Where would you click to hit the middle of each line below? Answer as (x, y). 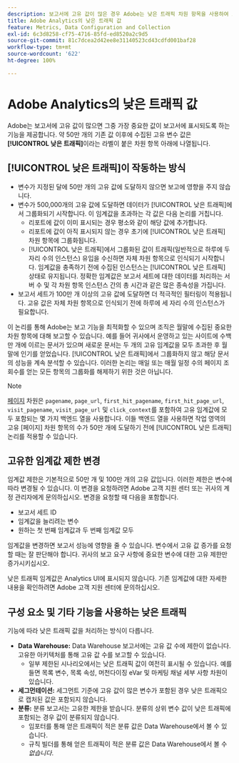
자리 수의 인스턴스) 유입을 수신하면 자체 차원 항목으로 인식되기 (114, 258)
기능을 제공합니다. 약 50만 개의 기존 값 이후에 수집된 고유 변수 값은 (100, 134)
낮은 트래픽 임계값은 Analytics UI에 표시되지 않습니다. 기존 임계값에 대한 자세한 (117, 579)
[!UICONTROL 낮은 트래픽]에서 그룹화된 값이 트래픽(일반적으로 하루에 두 (129, 249)
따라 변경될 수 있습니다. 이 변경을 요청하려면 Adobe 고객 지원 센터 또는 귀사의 (115, 488)
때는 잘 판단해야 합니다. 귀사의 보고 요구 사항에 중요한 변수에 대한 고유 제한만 (121, 554)
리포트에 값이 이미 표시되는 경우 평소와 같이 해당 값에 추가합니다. (118, 222)
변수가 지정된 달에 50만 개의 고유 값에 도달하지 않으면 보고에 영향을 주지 (117, 186)
